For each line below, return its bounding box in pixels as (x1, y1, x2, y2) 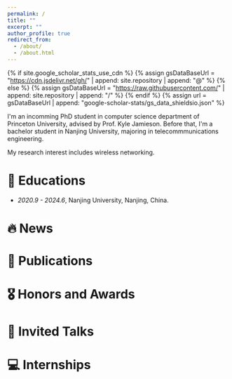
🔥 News (7, 220, 54, 236)
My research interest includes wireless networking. (7, 148, 155, 157)
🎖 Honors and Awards (7, 286, 135, 302)
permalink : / (7, 10, 46, 18)
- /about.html (13, 50, 55, 57)
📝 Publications (7, 253, 93, 269)
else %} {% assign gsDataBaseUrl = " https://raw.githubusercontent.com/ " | (7, 84, 225, 92)
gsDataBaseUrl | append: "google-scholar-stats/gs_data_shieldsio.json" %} (7, 98, 226, 107)
